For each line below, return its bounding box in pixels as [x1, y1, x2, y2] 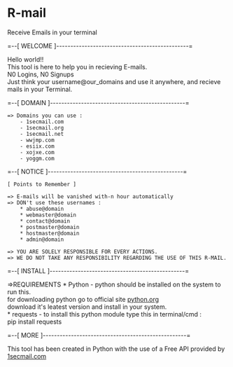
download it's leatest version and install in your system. [7, 303, 167, 311]
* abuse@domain [20, 205, 64, 212]
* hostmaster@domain [20, 230, 80, 237]
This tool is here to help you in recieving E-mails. [7, 62, 148, 71]
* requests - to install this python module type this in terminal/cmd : [7, 310, 202, 318]
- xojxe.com [20, 148, 55, 155]
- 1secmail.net [20, 130, 64, 137]
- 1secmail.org [20, 124, 64, 131]
